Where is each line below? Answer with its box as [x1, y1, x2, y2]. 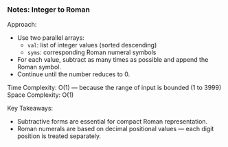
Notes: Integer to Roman [7, 5, 91, 14]
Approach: [7, 21, 37, 29]
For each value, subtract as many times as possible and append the [16, 56, 209, 64]
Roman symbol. [16, 63, 62, 71]
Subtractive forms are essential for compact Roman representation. [16, 117, 208, 126]
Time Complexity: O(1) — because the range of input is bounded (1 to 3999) [7, 84, 222, 92]
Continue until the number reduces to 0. [16, 70, 130, 78]
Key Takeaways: [7, 104, 54, 113]
